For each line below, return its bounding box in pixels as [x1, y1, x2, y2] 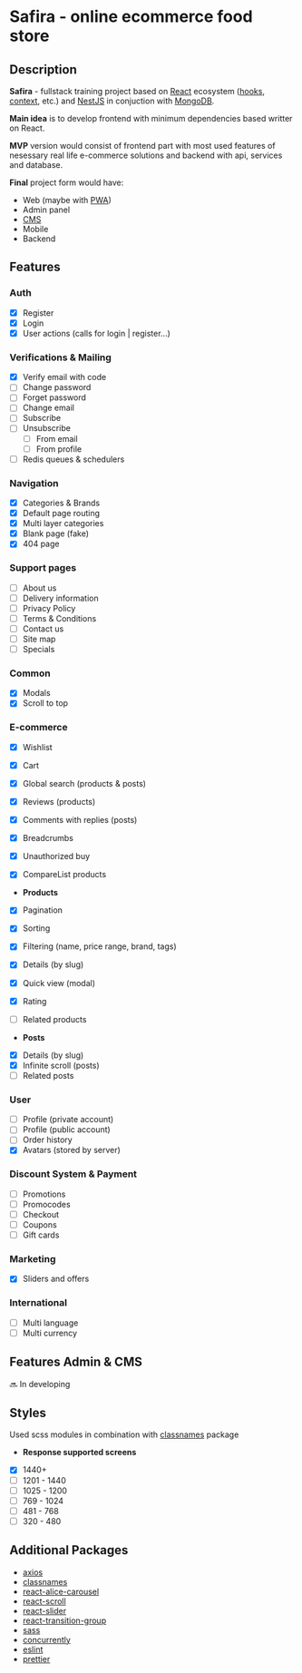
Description [9, 62, 77, 77]
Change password [22, 382, 92, 393]
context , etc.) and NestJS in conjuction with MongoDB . [9, 95, 215, 106]
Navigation [9, 476, 59, 489]
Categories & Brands [22, 497, 101, 509]
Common [9, 667, 52, 680]
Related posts [22, 1070, 74, 1081]
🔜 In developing [9, 1378, 71, 1389]
